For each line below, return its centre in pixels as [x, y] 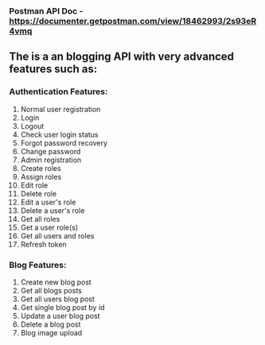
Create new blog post [56, 282]
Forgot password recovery [64, 143]
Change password [51, 151]
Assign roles [41, 176]
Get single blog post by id [62, 307]
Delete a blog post [51, 324]
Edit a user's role [48, 202]
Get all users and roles [57, 235]
